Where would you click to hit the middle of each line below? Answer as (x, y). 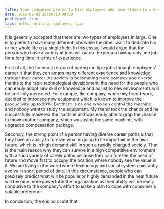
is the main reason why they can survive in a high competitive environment (80, 150)
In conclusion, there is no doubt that (41, 201)
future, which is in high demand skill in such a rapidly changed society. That (81, 145)
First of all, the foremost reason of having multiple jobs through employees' (81, 68)
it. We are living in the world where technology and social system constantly (82, 166)
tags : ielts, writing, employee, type (44, 23)
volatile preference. (25, 192)
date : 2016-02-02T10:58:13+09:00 (39, 14)
